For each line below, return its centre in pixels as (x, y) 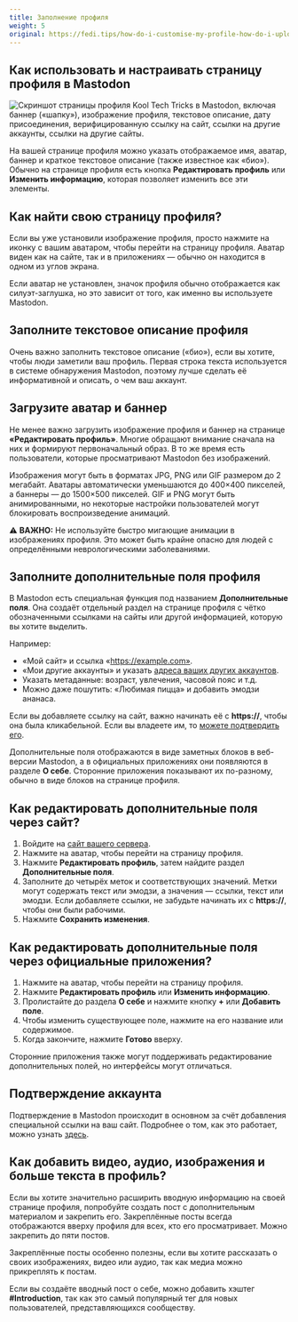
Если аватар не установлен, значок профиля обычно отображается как (145, 284)
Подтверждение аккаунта (86, 1094)
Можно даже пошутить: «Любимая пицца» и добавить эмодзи (141, 689)
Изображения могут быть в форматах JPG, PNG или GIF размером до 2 (145, 475)
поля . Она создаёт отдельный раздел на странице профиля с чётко (137, 608)
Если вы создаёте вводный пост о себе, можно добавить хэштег (132, 1288)
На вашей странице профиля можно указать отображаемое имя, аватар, (148, 151)
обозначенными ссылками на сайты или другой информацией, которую (146, 617)
